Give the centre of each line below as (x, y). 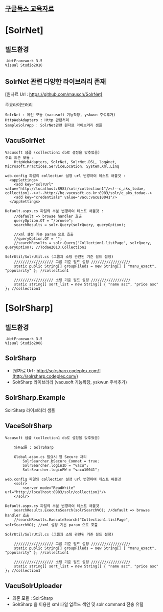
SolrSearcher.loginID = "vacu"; (56, 466)
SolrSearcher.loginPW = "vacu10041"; (61, 470)
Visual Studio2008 (24, 343)
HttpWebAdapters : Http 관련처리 (37, 120)
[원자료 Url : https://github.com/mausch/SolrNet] (54, 94)
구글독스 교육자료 (30, 9)
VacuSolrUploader (34, 586)
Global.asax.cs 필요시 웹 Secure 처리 (50, 457)
